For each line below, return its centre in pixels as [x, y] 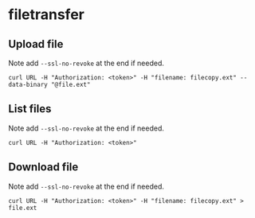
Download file [43, 167]
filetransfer [47, 15]
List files [30, 109]
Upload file [36, 44]
